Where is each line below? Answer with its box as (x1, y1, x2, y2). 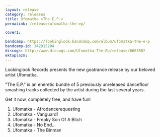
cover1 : (5, 30, 21, 35)
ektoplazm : (5, 53, 28, 58)
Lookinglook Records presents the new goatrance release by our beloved (5, 67, 156, 72)
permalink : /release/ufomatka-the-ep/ (5, 21, 85, 26)
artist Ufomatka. (5, 71, 38, 77)
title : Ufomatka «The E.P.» (5, 16, 64, 21)
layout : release (5, 7, 39, 12)
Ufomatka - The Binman (12, 127, 62, 133)
